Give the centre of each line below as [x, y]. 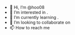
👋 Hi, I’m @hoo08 [27, 7]
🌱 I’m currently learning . [34, 17]
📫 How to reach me [30, 28]
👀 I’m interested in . [29, 12]
